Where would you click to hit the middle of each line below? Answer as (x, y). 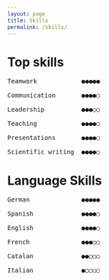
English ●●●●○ (54, 228)
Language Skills (54, 180)
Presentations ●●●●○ (54, 138)
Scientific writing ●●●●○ (54, 152)
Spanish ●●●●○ (54, 214)
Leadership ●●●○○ (54, 110)
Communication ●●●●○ (54, 95)
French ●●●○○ (54, 242)
